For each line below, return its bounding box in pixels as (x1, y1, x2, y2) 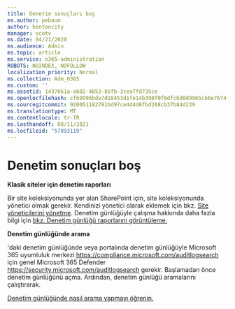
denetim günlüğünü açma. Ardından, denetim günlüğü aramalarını (7, 273, 196, 282)
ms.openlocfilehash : (7, 95, 68, 102)
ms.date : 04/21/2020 (7, 36, 68, 43)
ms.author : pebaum (7, 17, 61, 24)
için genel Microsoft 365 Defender (7, 258, 106, 266)
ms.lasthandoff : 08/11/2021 (7, 120, 90, 128)
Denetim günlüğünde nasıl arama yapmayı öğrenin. (7, 294, 154, 303)
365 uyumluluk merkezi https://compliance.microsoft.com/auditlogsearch (7, 251, 219, 259)
